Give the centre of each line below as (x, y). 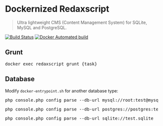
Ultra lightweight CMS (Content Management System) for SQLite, (82, 22)
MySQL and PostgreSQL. (42, 27)
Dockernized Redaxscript (57, 9)
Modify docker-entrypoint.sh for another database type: (62, 90)
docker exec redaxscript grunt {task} (51, 64)
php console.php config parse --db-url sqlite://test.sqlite (79, 118)
